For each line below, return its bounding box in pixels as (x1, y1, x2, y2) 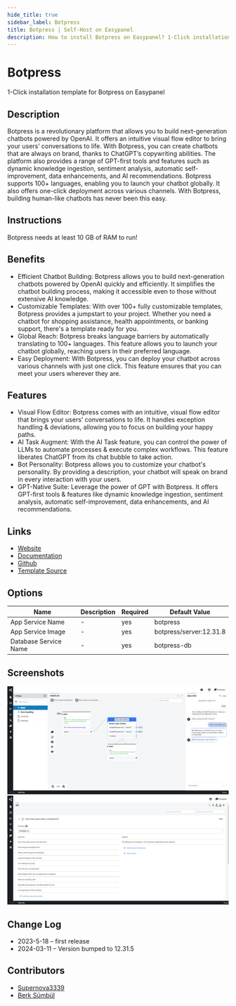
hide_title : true (7, 11, 58, 18)
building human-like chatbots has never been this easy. (7, 194, 167, 202)
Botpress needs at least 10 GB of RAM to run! (7, 233, 138, 242)
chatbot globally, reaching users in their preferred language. (17, 346, 192, 355)
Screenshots (7, 667, 65, 679)
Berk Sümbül (17, 991, 55, 999)
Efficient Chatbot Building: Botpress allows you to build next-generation (17, 272, 225, 280)
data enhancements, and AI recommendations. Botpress (48, 172, 212, 180)
